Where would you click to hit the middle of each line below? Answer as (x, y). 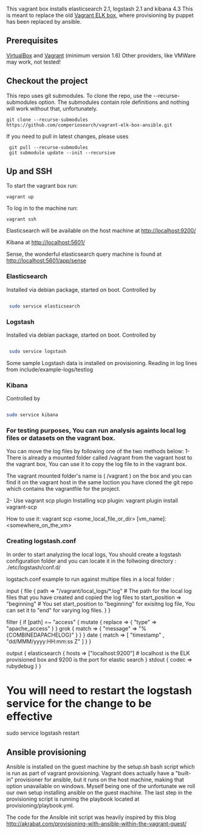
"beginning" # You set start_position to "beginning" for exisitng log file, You (101, 603)
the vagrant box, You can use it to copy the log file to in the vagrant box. (97, 464)
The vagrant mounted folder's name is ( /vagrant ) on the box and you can (99, 476)
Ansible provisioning (46, 752)
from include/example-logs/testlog (50, 369)
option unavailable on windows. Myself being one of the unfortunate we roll (101, 786)
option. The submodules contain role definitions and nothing (114, 102)
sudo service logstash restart (43, 733)
